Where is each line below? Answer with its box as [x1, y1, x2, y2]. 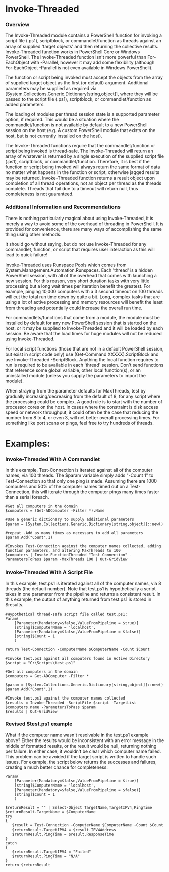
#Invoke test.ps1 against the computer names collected [5, 695, 125, 701]
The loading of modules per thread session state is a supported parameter [5, 111, 160, 117]
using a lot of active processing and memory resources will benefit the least [5, 299, 163, 305]
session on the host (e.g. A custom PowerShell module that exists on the [5, 127, 156, 134]
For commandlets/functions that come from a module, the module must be [5, 314, 160, 320]
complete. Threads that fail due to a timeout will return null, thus [5, 186, 138, 192]
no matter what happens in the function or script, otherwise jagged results [5, 169, 160, 176]
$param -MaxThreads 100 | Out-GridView [43, 557, 128, 562]
